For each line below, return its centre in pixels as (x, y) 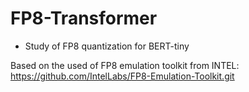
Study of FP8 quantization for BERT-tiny (107, 46)
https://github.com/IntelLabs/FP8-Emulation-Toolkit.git (122, 76)
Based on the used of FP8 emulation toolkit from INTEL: (125, 65)
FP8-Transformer (84, 18)
